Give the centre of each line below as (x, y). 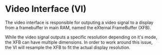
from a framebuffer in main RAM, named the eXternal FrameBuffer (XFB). (78, 27)
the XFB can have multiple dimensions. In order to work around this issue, (79, 42)
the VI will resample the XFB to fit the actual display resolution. (68, 47)
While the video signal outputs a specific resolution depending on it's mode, (81, 37)
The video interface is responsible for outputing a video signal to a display (79, 22)
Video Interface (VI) (46, 9)
